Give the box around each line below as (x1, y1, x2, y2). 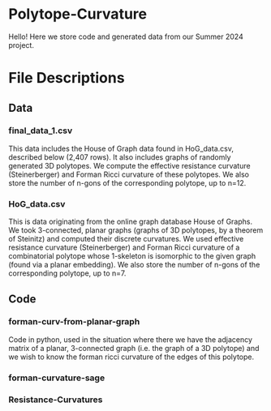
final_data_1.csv (8, 125, 73, 136)
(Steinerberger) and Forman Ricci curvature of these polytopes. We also (8, 169, 250, 179)
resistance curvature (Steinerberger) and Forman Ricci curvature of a (8, 242, 240, 252)
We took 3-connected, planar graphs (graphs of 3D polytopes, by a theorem (8, 225, 264, 235)
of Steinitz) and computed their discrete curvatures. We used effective (8, 234, 244, 244)
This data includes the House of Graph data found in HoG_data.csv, (8, 143, 234, 153)
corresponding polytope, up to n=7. (8, 268, 127, 278)
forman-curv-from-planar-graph (8, 316, 140, 328)
